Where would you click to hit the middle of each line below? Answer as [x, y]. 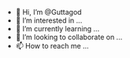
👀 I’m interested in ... [49, 20]
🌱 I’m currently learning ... [58, 29]
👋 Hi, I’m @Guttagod [48, 12]
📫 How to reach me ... [52, 46]
